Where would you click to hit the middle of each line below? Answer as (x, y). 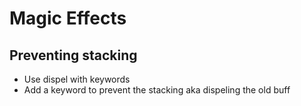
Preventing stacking (73, 55)
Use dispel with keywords (77, 79)
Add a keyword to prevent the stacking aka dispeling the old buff (157, 90)
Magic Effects (68, 18)
